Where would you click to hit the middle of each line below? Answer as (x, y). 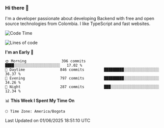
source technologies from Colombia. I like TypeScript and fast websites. (78, 24)
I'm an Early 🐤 (19, 52)
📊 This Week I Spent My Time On (40, 101)
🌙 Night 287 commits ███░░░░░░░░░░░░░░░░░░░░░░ (82, 87)
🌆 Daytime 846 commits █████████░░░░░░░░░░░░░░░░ (82, 70)
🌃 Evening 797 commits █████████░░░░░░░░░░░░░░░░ (82, 78)
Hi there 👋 (17, 8)
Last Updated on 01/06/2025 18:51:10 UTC (48, 121)
